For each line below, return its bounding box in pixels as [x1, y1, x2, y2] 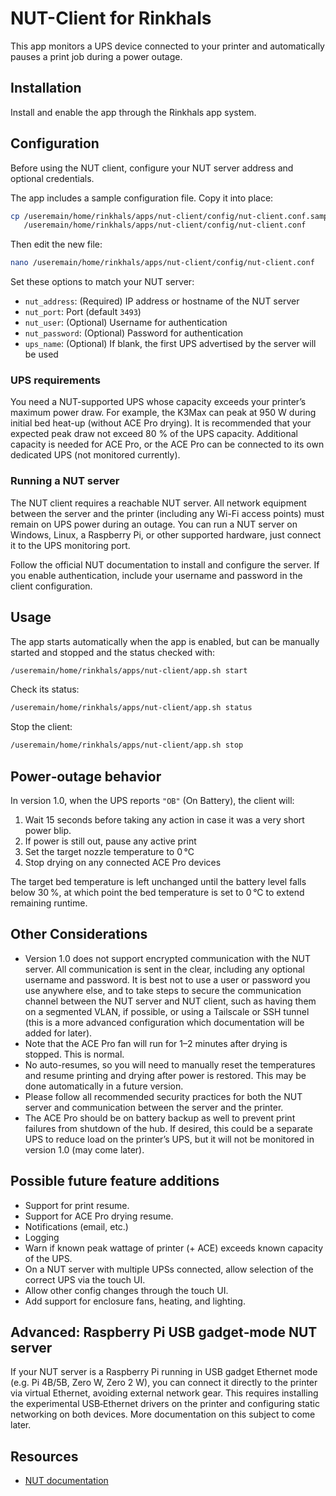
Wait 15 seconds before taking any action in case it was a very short [24, 814, 305, 826]
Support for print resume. [24, 1199, 130, 1211]
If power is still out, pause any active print [24, 835, 197, 847]
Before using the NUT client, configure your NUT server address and [10, 162, 294, 174]
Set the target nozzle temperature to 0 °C [24, 846, 195, 858]
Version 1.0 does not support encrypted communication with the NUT [24, 952, 312, 964]
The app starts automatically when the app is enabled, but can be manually [10, 635, 320, 647]
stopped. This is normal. [24, 1048, 125, 1060]
